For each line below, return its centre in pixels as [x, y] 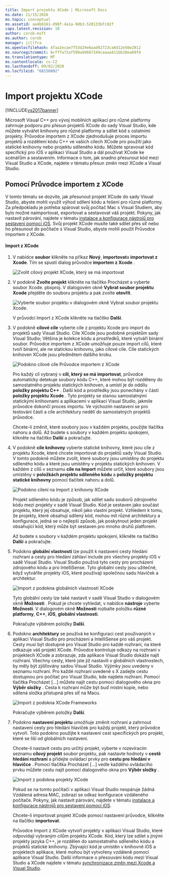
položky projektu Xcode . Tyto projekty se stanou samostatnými [80, 395]
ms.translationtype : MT [30, 57]
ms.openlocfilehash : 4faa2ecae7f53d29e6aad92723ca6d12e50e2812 [73, 48]
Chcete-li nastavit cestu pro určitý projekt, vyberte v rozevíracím [80, 748]
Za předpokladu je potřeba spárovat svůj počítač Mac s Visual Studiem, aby [84, 207]
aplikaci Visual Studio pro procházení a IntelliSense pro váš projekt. [82, 639]
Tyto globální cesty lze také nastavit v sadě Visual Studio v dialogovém [86, 598]
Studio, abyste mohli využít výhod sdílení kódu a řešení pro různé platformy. [84, 202]
